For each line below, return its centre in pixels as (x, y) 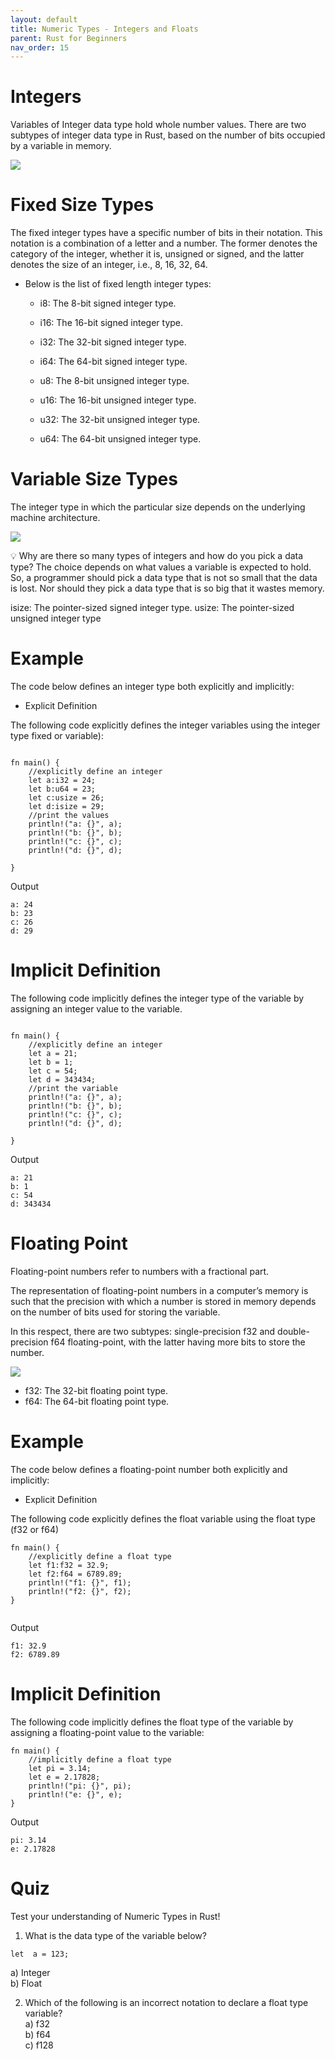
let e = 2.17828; (64, 1777)
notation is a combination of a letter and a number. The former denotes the (164, 243)
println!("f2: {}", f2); (80, 1591)
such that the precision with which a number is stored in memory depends (163, 1301)
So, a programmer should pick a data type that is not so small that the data (164, 578)
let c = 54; (53, 1071)
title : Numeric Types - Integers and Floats (104, 29)
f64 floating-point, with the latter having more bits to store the (178, 1342)
